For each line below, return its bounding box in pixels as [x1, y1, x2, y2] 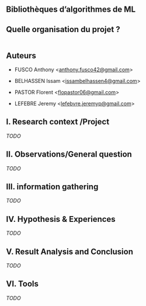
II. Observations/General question [6, 149, 133, 159]
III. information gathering [6, 182, 99, 192]
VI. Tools [6, 279, 39, 289]
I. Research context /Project [6, 117, 110, 127]
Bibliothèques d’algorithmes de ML [6, 5, 136, 15]
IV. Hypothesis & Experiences [6, 214, 116, 224]
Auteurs [6, 50, 37, 61]
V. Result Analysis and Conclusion [6, 246, 133, 256]
